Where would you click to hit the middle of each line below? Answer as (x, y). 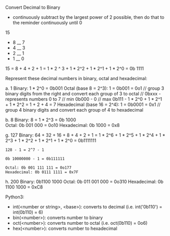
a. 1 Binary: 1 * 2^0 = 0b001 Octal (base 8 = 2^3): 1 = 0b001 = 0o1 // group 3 (85, 88)
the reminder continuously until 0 (47, 23)
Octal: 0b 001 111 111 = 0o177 (38, 168)
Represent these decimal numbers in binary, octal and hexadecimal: (76, 78)
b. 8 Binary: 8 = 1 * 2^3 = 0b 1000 (41, 120)
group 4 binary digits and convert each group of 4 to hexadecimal (74, 110)
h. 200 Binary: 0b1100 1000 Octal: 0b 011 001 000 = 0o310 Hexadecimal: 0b (84, 181)
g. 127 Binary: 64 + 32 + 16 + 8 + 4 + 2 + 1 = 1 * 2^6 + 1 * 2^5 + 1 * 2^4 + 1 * (85, 135)
